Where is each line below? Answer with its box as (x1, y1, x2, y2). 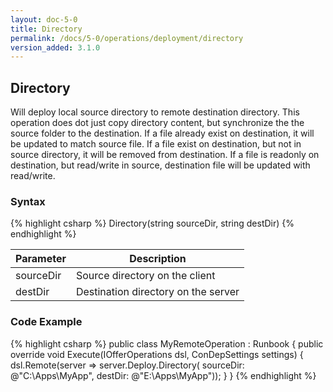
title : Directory (10, 24, 83, 34)
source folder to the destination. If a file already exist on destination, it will (10, 127, 315, 140)
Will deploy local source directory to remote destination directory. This (10, 106, 300, 118)
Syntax (10, 194, 46, 208)
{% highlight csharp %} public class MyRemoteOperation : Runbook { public (10, 337, 324, 350)
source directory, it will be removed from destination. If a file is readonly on (10, 149, 320, 161)
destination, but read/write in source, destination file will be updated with (10, 159, 311, 171)
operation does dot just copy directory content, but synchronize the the (10, 117, 305, 129)
